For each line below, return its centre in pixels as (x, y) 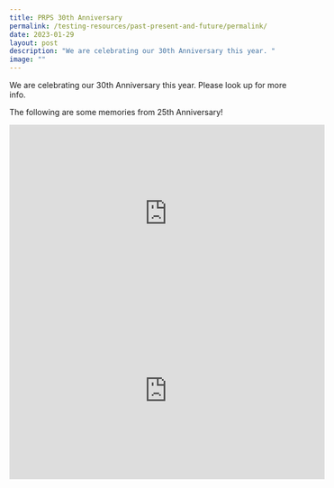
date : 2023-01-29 (42, 34)
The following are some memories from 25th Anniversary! (116, 112)
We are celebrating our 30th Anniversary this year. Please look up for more (148, 85)
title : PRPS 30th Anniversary (66, 18)
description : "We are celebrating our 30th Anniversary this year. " (143, 51)
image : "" (28, 59)
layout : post (34, 43)
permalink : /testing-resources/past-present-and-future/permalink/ (139, 26)
